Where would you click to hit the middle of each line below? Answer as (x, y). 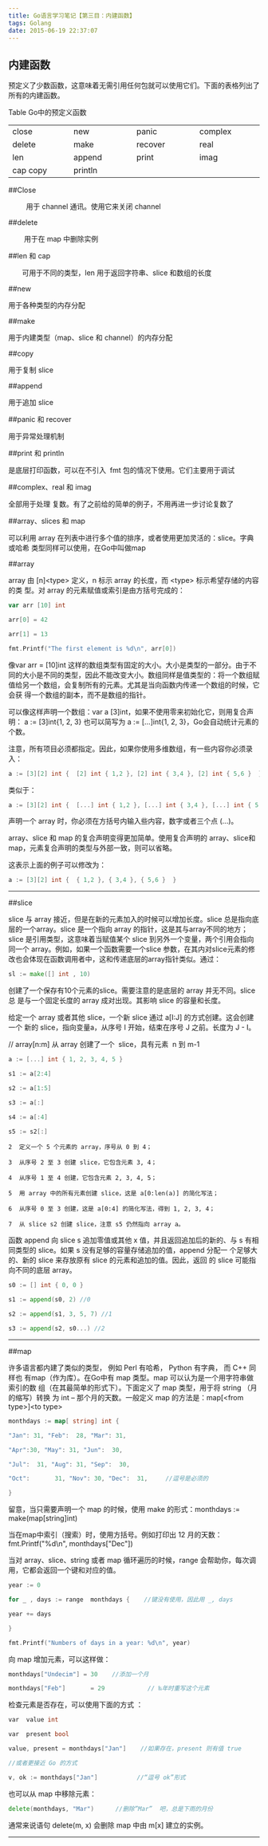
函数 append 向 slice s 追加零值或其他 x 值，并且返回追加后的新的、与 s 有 (130, 1240)
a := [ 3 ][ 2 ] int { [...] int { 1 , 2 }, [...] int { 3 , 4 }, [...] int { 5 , (135, 805)
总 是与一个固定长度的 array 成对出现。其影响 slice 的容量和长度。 (117, 1001)
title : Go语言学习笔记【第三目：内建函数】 (72, 16)
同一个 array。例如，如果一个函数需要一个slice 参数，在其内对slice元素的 (128, 949)
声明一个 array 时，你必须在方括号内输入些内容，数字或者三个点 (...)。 (123, 821)
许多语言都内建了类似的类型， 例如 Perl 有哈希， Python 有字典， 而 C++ (128, 1368)
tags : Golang (30, 23)
